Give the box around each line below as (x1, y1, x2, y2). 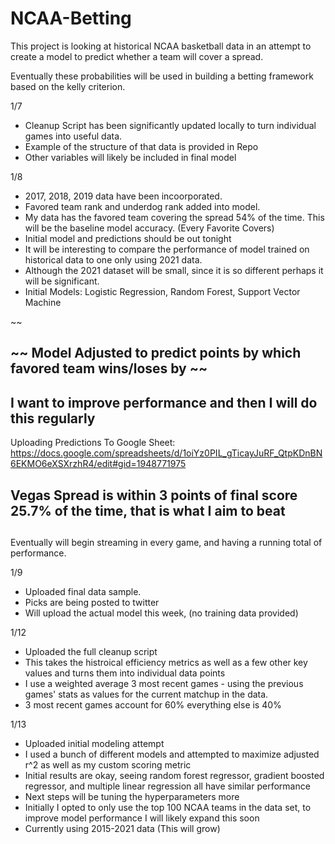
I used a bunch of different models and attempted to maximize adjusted (24, 748, 320, 760)
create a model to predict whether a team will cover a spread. (10, 50, 264, 62)
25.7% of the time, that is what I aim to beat (10, 502, 286, 519)
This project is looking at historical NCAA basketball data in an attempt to (10, 40, 312, 52)
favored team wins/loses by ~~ (10, 360, 208, 377)
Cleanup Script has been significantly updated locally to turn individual (24, 119, 317, 131)
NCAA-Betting (10, 7, 132, 30)
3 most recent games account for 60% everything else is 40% (24, 698, 282, 711)
